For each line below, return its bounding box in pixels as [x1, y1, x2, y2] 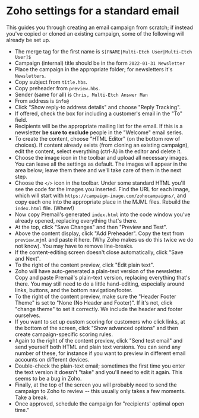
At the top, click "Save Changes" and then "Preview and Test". [14, 223, 168, 230]
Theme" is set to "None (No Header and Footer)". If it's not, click [14, 299, 173, 306]
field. [14, 116, 28, 123]
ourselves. [14, 312, 40, 319]
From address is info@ [14, 97, 70, 104]
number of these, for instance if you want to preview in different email [14, 349, 186, 357]
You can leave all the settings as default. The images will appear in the [14, 160, 187, 167]
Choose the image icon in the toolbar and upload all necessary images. [14, 154, 189, 161]
